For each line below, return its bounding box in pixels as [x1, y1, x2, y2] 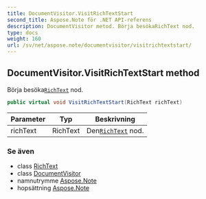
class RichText [16, 162, 58, 170]
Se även [7, 146, 34, 156]
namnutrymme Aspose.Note [16, 176, 98, 185]
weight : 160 [7, 36, 41, 43]
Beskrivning [95, 114, 136, 124]
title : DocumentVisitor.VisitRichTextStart [7, 10, 134, 17]
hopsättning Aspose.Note [16, 183, 90, 192]
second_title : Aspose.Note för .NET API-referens [7, 16, 152, 23]
